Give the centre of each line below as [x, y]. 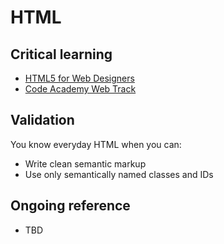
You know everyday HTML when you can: [96, 144]
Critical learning [61, 54]
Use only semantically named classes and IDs [119, 174]
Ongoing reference [70, 206]
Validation [42, 120]
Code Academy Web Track [80, 89]
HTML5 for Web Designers [79, 78]
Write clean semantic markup [85, 163]
